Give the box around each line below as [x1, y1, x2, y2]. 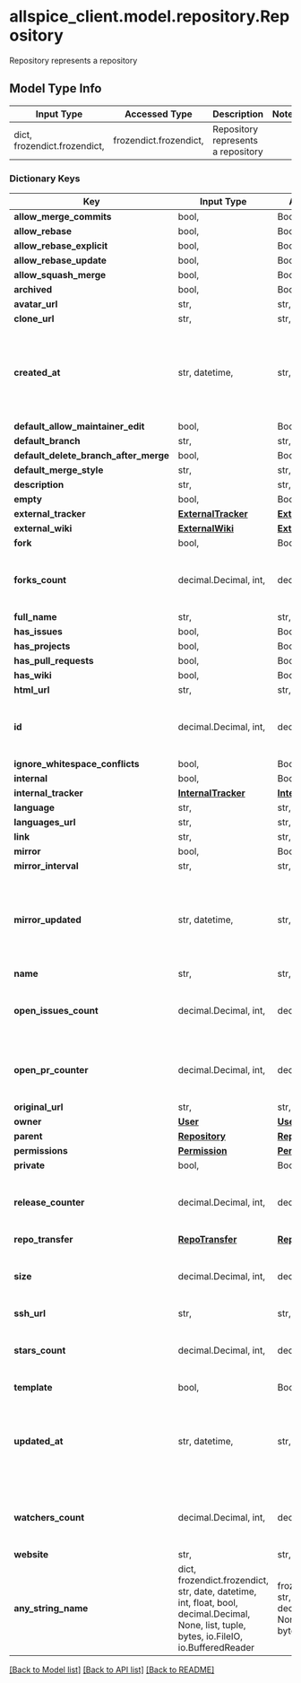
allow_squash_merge [13, 269, 107, 282]
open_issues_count [13, 1005, 99, 1017]
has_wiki [13, 669, 52, 682]
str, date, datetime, [177, 1585, 257, 1598]
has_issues [13, 625, 63, 638]
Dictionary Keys [9, 172, 81, 185]
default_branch [13, 435, 81, 448]
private [13, 1159, 45, 1172]
